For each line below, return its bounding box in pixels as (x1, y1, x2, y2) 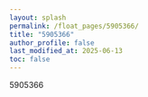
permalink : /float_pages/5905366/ (9, 22, 140, 31)
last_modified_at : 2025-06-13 (9, 47, 124, 56)
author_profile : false (9, 38, 95, 48)
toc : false (9, 55, 51, 64)
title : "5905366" (9, 30, 75, 39)
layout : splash (9, 13, 67, 22)
